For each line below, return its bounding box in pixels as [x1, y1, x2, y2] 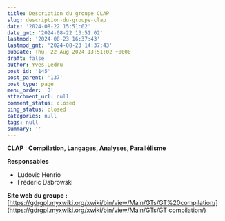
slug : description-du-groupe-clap [7, 17, 107, 23]
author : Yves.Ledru [7, 61, 63, 68]
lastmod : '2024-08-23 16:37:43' [7, 36, 100, 43]
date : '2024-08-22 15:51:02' [7, 23, 91, 30]
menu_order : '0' [7, 87, 54, 94]
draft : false [7, 55, 45, 62]
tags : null [7, 118, 39, 126]
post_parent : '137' [7, 74, 63, 81]
